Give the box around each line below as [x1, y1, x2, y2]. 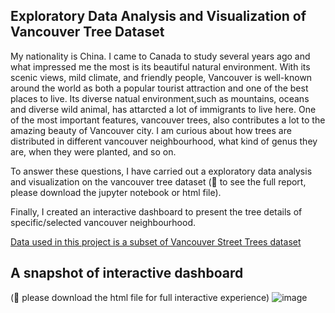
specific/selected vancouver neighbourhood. [10, 216, 197, 228]
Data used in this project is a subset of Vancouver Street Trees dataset [10, 235, 302, 248]
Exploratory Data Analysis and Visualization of [10, 8, 307, 25]
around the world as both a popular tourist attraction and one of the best [10, 82, 309, 94]
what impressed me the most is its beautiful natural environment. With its [10, 60, 311, 73]
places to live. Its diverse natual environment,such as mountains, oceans [10, 92, 310, 104]
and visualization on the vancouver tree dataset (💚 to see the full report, [10, 175, 307, 188]
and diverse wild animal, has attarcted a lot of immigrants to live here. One [10, 103, 317, 115]
